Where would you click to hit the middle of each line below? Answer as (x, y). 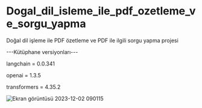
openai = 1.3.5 (24, 75)
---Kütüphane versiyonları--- (42, 52)
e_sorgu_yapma (46, 24)
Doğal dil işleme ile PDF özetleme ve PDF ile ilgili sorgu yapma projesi (93, 40)
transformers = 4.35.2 (33, 87)
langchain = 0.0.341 (31, 64)
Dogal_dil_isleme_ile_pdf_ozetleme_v (101, 11)
